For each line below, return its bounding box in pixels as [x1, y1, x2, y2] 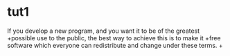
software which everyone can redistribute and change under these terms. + [7, 41, 223, 49]
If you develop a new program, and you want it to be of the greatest [7, 27, 200, 35]
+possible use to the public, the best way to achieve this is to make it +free [7, 33, 221, 42]
